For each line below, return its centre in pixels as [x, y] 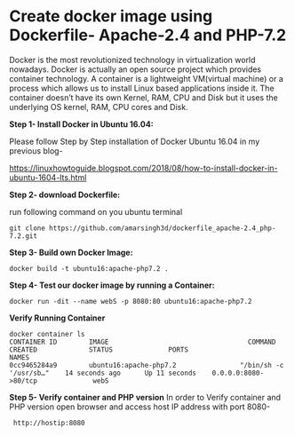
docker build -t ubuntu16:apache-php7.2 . [89, 268]
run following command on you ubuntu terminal [96, 211]
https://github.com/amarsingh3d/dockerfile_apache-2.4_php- [162, 228]
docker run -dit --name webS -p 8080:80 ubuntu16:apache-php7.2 [131, 301]
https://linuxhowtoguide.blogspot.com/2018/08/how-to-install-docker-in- [144, 168]
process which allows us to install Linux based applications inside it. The [142, 88]
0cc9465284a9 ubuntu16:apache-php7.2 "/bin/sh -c [147, 365]
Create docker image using [111, 16]
